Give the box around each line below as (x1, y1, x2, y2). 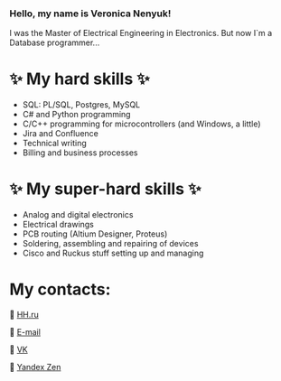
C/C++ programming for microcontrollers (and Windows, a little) (22, 118, 261, 129)
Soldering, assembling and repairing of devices (22, 238, 199, 249)
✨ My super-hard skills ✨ (9, 179, 201, 200)
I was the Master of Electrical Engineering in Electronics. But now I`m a (9, 28, 273, 39)
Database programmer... (9, 37, 100, 48)
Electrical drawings (22, 219, 95, 230)
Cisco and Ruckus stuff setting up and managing (22, 247, 204, 259)
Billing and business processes (22, 147, 138, 158)
